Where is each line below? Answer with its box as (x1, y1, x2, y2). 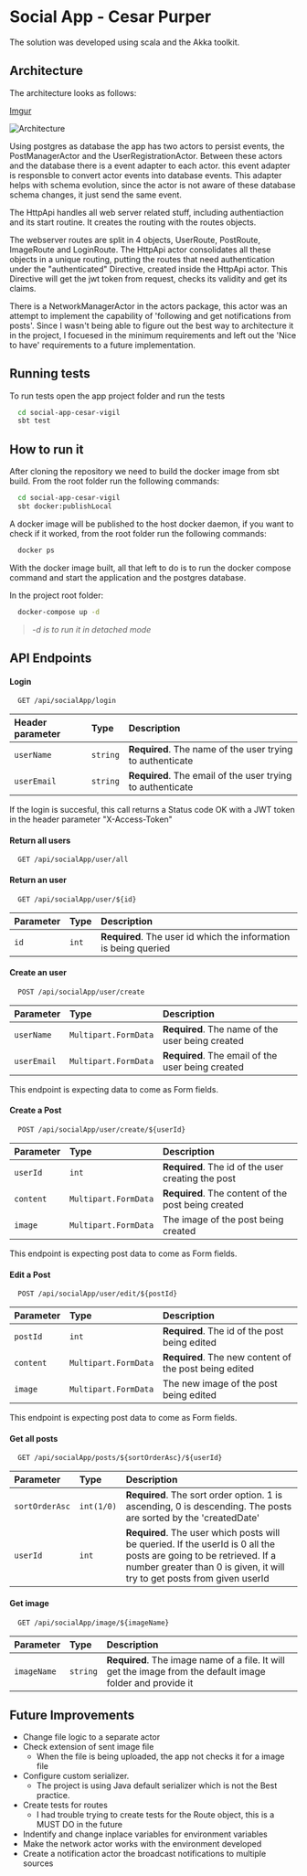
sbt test (17, 416, 51, 426)
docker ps (17, 546, 55, 555)
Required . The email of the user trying (128, 770, 292, 783)
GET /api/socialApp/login (17, 697, 117, 706)
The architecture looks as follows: (9, 87, 137, 98)
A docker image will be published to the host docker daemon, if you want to (9, 518, 294, 529)
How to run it (9, 442, 84, 457)
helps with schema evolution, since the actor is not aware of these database (9, 179, 296, 190)
